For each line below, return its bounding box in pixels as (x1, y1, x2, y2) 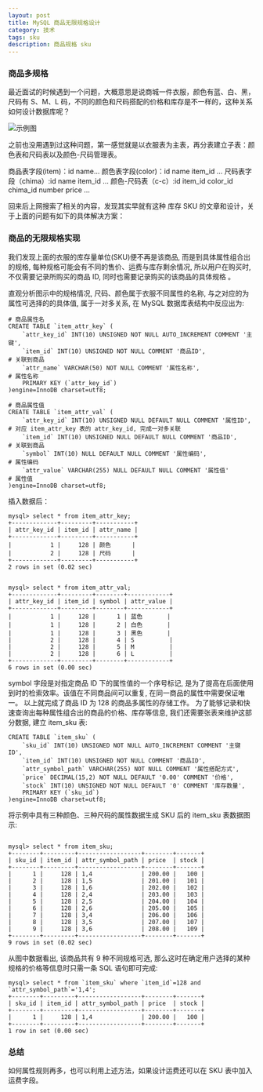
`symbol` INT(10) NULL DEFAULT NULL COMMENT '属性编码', (22, 450, 207, 457)
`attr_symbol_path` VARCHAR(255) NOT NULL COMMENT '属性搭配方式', (22, 765, 240, 773)
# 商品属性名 (8, 315, 45, 323)
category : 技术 (8, 26, 56, 34)
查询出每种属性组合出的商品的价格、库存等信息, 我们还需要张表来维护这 (14, 708, 245, 717)
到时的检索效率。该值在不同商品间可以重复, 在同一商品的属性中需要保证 (8, 688, 239, 697)
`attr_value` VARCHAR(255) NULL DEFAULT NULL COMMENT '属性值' (22, 466, 229, 475)
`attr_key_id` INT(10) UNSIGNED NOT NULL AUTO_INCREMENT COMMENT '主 (22, 330, 253, 338)
